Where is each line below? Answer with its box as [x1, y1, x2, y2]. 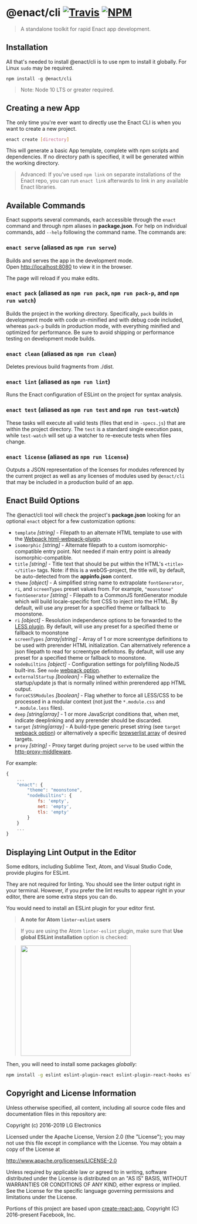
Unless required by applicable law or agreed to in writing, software [6, 1168, 167, 1175]
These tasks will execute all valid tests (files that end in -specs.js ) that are [6, 419, 186, 426]
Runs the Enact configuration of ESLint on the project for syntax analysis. [6, 391, 183, 398]
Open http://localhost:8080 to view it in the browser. [6, 263, 133, 270]
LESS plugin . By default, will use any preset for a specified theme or [14, 623, 179, 630]
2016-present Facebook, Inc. [6, 1211, 76, 1218]
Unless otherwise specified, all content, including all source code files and [6, 1104, 186, 1111]
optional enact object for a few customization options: [6, 517, 136, 524]
